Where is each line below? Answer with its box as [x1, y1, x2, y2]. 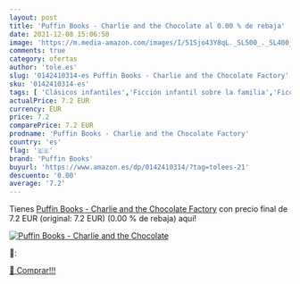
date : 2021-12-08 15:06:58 [9, 29, 110, 38]
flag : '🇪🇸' [9, 146, 54, 155]
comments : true [9, 46, 66, 55]
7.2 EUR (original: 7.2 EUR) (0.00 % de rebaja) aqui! [9, 213, 197, 224]
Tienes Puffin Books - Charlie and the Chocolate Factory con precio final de [9, 204, 288, 214]
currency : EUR [9, 104, 62, 113]
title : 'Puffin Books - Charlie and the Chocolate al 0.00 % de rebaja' [9, 21, 286, 30]
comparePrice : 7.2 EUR [9, 121, 94, 130]
